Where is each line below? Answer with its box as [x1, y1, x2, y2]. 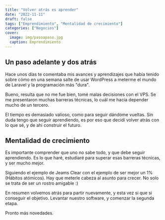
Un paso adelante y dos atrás [5, 58, 97, 67]
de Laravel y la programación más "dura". [5, 81, 90, 87]
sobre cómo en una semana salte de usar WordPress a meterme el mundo [5, 76, 157, 82]
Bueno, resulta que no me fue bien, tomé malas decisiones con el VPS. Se [5, 91, 156, 97]
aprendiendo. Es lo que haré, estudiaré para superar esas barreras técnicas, [5, 155, 161, 161]
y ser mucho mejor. [5, 160, 45, 166]
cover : [5, 30, 19, 35]
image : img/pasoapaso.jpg [9, 35, 63, 40]
